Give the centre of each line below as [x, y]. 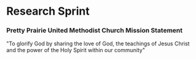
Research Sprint [48, 11]
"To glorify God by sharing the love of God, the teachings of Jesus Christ [98, 43]
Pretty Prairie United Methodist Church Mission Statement [95, 31]
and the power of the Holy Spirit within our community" [76, 50]
